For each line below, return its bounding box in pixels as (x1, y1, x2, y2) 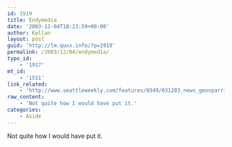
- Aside (19, 112, 41, 119)
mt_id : (7, 68, 26, 75)
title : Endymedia (7, 17, 57, 23)
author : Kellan (7, 29, 51, 37)
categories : (7, 106, 41, 113)
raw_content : (7, 94, 45, 101)
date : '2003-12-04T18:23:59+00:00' (7, 23, 110, 30)
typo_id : (7, 55, 32, 62)
